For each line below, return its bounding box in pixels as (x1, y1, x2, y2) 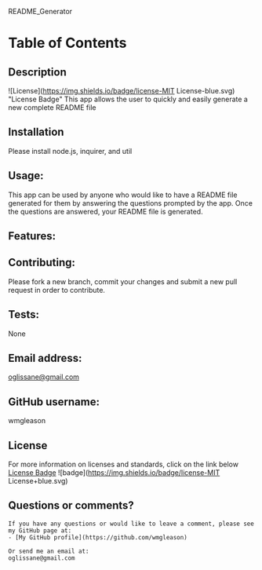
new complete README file (8, 103, 96, 112)
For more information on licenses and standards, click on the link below (8, 459, 239, 470)
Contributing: (8, 256, 76, 269)
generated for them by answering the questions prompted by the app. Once (8, 198, 253, 207)
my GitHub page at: (8, 526, 72, 535)
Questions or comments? (8, 499, 135, 513)
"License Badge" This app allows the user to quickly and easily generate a (8, 94, 249, 104)
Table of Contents (8, 35, 127, 52)
